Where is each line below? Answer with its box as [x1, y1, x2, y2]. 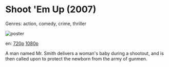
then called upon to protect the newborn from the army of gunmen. [5, 55, 147, 62]
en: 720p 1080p [5, 40, 39, 47]
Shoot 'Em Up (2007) [5, 4, 97, 15]
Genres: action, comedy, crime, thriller [5, 20, 86, 27]
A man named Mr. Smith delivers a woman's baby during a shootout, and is [5, 50, 164, 56]
